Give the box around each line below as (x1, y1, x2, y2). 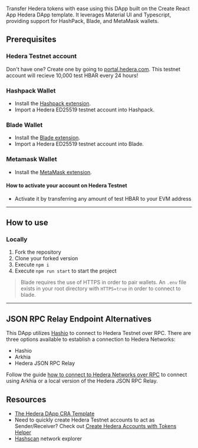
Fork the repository (14, 248, 62, 255)
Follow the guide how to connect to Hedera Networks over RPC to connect (6, 371, 187, 379)
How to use (6, 218, 48, 228)
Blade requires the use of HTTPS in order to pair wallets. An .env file (20, 279, 187, 286)
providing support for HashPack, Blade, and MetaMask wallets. (6, 18, 159, 24)
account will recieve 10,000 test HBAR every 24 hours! (6, 72, 138, 79)
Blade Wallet (6, 121, 43, 129)
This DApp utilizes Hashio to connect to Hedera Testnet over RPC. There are (6, 330, 192, 337)
